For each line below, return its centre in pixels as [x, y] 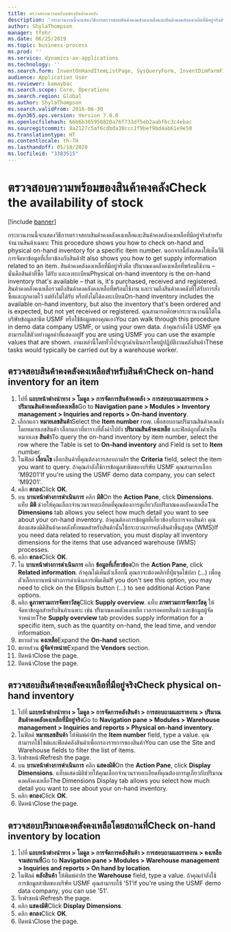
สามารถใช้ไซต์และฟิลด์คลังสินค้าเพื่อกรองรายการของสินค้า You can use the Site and [116, 743]
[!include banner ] [32, 222]
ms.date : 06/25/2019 [37, 39]
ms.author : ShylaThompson [45, 103]
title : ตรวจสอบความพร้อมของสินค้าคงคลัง [53, 13]
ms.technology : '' [34, 64]
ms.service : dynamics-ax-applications [63, 58]
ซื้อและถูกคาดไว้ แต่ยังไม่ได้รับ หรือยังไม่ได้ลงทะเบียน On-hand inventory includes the [111, 296]
